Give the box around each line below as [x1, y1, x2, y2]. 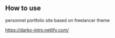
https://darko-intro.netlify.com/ [5, 27, 69, 33]
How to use [5, 4, 41, 12]
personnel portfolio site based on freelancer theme [5, 17, 110, 23]
